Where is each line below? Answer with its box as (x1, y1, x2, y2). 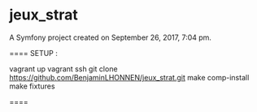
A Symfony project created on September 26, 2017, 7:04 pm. (9, 32, 212, 42)
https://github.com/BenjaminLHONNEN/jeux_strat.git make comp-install (9, 72, 250, 82)
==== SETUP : (9, 48, 58, 58)
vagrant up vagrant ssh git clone (9, 63, 118, 74)
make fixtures (9, 81, 55, 91)
